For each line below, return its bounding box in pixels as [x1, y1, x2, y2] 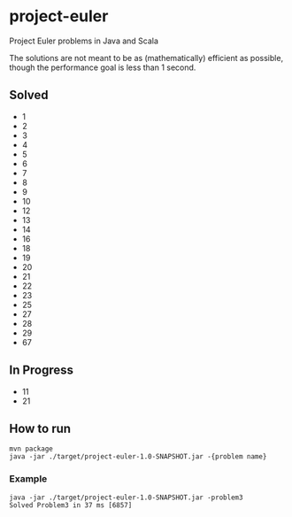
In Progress [9, 363, 73, 378]
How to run [9, 421, 72, 436]
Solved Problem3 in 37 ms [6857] [9, 500, 133, 510]
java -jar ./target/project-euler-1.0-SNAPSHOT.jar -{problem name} [9, 452, 267, 461]
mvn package [9, 444, 53, 453]
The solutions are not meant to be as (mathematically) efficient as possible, [9, 52, 284, 63]
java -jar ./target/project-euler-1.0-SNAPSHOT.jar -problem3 [9, 493, 243, 502]
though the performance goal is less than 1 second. [9, 62, 196, 73]
